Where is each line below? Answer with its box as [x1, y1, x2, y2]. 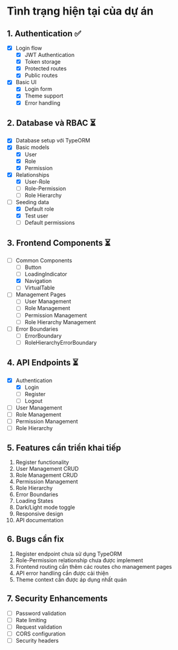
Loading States [15, 497, 54, 504]
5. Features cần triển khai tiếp [7, 442, 122, 453]
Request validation [15, 623, 62, 631]
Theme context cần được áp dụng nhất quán [15, 575, 127, 583]
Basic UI [15, 79, 37, 86]
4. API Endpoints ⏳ [7, 357, 79, 368]
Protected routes [24, 65, 67, 72]
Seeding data [15, 198, 49, 205]
